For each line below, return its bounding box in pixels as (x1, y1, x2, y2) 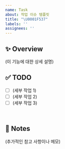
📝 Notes (5, 124, 30, 133)
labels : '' (5, 21, 28, 27)
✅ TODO (5, 73, 31, 82)
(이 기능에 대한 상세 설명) (5, 58, 54, 64)
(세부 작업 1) (12, 87, 36, 93)
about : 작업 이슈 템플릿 (5, 12, 50, 17)
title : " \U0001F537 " (5, 17, 48, 22)
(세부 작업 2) (12, 93, 37, 99)
